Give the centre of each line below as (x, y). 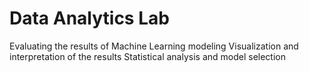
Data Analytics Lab (89, 18)
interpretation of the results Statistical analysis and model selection (147, 56)
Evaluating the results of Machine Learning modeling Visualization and (154, 46)
